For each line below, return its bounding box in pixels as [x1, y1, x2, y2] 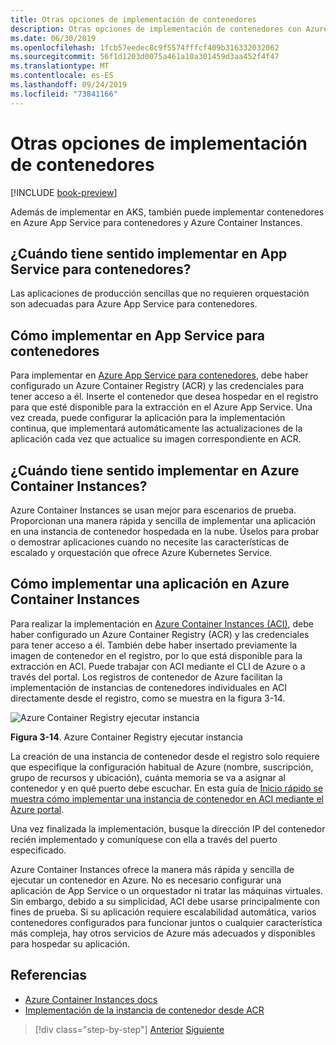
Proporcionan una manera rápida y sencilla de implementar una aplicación [10, 515, 317, 526]
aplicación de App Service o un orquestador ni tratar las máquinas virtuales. [10, 884, 323, 896]
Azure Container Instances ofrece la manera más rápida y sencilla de [10, 863, 295, 875]
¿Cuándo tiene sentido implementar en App [10, 245, 288, 262]
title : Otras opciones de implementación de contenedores [10, 14, 257, 25]
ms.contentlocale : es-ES [10, 71, 114, 81]
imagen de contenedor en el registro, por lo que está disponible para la [10, 649, 303, 661]
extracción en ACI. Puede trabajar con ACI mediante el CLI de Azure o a [10, 660, 306, 672]
